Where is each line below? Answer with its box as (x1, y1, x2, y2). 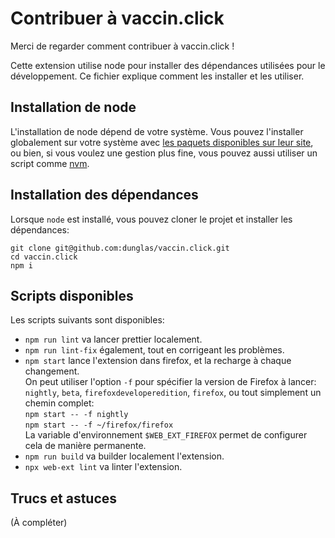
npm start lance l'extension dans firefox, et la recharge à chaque (24, 355, 292, 367)
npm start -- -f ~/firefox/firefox (24, 420, 174, 431)
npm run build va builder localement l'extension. (24, 450, 225, 462)
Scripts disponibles (10, 287, 134, 304)
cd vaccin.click (10, 252, 78, 262)
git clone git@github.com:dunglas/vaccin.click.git (10, 243, 230, 253)
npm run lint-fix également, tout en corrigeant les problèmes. (24, 344, 285, 356)
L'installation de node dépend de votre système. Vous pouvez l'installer (10, 125, 304, 137)
